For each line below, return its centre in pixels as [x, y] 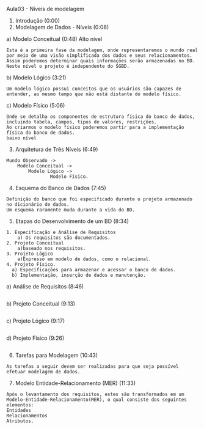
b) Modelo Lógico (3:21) [36, 78]
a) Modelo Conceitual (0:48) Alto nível [54, 39]
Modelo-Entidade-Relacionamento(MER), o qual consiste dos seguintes [97, 400]
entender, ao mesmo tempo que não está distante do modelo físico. [94, 94]
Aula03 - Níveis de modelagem [45, 9]
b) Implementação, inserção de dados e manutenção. [79, 275]
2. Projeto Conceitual [35, 243]
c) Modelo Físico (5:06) [36, 105]
